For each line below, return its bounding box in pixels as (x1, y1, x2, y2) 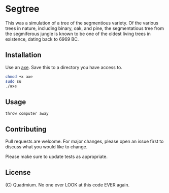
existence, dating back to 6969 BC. (5, 36, 79, 42)
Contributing (5, 125, 47, 134)
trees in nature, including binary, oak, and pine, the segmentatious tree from (5, 25, 164, 31)
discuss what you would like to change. (5, 144, 88, 150)
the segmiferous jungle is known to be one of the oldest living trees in (5, 30, 151, 37)
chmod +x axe (5, 74, 33, 79)
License (5, 168, 31, 177)
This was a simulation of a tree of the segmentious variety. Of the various (5, 20, 159, 26)
